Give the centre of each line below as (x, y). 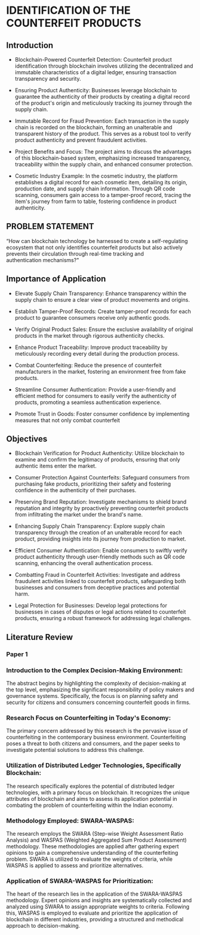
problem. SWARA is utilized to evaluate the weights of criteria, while (90, 859)
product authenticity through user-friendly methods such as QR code (100, 557)
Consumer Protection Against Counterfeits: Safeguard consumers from (102, 478)
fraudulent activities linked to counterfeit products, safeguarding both (100, 581)
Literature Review (40, 637)
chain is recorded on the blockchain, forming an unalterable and (93, 127)
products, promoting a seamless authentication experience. (88, 402)
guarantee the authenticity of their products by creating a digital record (102, 97)
